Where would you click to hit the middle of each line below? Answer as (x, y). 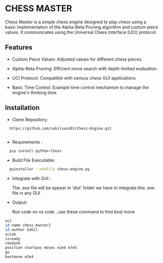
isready (13, 239)
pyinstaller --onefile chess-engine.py (50, 169)
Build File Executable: (33, 160)
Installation (22, 108)
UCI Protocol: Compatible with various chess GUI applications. (74, 78)
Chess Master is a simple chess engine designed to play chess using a (76, 22)
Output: (20, 202)
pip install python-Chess (36, 151)
